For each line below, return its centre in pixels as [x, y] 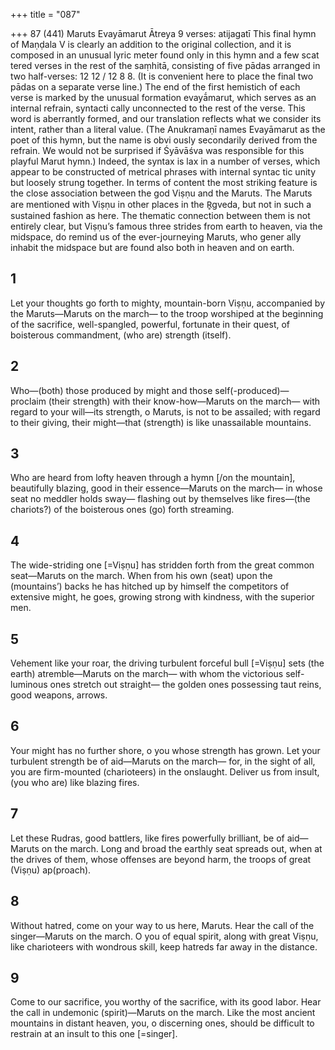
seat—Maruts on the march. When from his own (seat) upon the [141, 576]
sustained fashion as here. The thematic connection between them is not [160, 215]
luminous [29, 685]
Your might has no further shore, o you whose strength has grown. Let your [165, 750]
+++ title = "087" [45, 14]
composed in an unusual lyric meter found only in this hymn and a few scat [165, 55]
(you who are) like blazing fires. [75, 782]
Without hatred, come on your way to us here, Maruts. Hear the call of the [162, 925]
